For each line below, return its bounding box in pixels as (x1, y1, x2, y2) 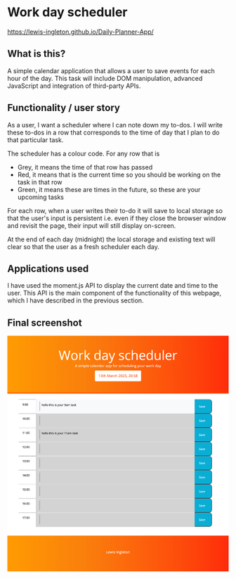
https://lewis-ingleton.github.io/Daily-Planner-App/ (7, 27, 154, 36)
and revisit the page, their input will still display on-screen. (7, 221, 176, 229)
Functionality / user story (7, 102, 121, 114)
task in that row (17, 177, 63, 186)
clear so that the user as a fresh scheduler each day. (7, 242, 160, 250)
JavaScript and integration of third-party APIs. (7, 82, 141, 90)
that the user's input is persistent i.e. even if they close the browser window (7, 214, 227, 222)
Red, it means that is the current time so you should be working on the (17, 170, 221, 179)
